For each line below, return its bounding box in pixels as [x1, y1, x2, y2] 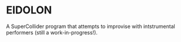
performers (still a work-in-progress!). [6, 29, 98, 36]
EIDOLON [6, 3, 52, 17]
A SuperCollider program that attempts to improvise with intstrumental [6, 23, 176, 30]
